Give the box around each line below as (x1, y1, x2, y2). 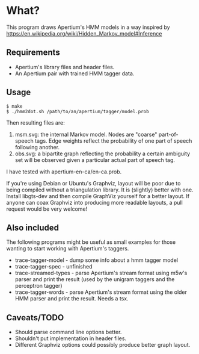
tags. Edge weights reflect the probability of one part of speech (35, 137, 192, 144)
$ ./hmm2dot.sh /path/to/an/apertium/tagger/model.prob (6, 108, 149, 114)
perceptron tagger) (14, 282, 63, 290)
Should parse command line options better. (14, 329, 122, 336)
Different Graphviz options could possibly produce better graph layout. (14, 341, 191, 349)
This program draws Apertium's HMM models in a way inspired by (6, 23, 170, 31)
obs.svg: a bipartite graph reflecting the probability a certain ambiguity (14, 150, 191, 157)
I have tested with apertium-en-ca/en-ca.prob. (6, 168, 122, 175)
